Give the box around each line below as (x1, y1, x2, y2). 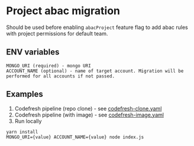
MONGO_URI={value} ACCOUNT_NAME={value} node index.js (6, 134, 144, 140)
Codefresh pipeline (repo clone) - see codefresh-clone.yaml (14, 105, 162, 112)
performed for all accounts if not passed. (6, 73, 115, 79)
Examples (6, 89, 43, 99)
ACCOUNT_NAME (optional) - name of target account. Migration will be (6, 68, 184, 74)
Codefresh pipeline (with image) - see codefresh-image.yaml (14, 111, 164, 118)
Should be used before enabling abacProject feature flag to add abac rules (6, 24, 188, 31)
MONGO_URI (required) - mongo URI (6, 63, 92, 69)
